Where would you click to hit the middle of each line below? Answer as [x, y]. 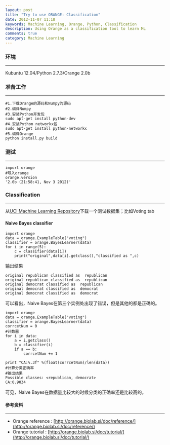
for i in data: [21, 336]
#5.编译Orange [19, 134]
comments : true [21, 33]
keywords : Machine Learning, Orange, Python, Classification [71, 24]
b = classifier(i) [34, 345]
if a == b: [26, 349]
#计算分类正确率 [20, 368]
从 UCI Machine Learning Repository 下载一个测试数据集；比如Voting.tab [80, 211]
